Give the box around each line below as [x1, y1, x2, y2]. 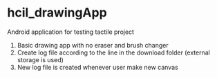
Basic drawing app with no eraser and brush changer [17, 41, 169, 49]
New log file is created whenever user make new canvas [17, 63, 178, 71]
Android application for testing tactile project [7, 28, 135, 36]
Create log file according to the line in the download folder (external [17, 48, 211, 57]
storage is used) [17, 55, 64, 64]
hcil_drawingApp [7, 5, 107, 21]
